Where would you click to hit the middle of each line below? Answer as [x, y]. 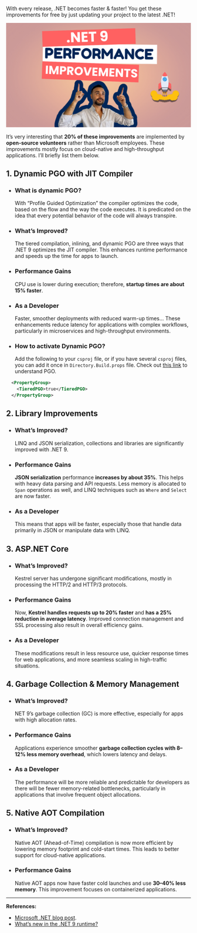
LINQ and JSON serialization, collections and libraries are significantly [99, 443]
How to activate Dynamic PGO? [60, 346]
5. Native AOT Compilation [55, 813]
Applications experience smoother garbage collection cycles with [95, 748]
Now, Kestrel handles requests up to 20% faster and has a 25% [93, 613]
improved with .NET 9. [41, 449]
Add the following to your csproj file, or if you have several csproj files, [101, 359]
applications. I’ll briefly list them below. [53, 155]
